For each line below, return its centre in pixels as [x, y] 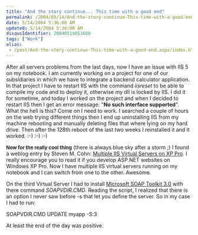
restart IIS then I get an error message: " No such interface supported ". [93, 105]
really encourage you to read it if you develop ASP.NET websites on [88, 159]
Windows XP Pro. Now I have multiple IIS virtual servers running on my [92, 166]
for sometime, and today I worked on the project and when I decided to [92, 98]
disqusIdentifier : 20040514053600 [49, 34]
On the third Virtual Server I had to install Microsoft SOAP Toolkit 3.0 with [95, 184]
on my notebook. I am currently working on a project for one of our [87, 73]
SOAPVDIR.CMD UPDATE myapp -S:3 [52, 214]
